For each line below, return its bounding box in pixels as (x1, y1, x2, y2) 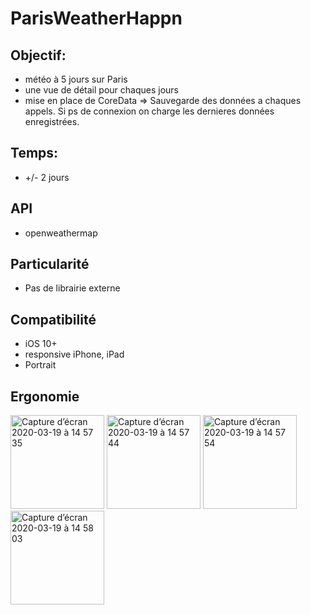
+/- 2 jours (24, 171, 70, 183)
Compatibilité (10, 311, 97, 328)
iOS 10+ (24, 338, 58, 350)
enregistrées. (24, 116, 80, 127)
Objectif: (10, 47, 67, 64)
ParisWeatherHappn (10, 7, 183, 30)
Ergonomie (10, 388, 80, 405)
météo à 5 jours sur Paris (24, 73, 128, 85)
